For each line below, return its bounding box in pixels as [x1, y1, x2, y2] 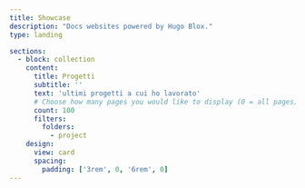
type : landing [9, 30, 64, 39]
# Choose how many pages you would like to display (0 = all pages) [33, 97, 299, 106]
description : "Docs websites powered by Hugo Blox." [9, 22, 213, 31]
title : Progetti [33, 72, 95, 82]
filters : [33, 114, 67, 124]
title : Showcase [9, 13, 71, 23]
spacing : [33, 156, 67, 165]
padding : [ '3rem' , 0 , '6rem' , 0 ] [42, 164, 169, 173]
